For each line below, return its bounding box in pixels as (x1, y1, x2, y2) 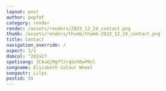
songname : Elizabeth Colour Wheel (6, 64, 94, 71)
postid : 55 (6, 75, 34, 81)
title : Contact (6, 37, 45, 43)
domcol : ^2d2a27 (6, 53, 47, 59)
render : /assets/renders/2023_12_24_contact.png (6, 25, 131, 32)
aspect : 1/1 (6, 48, 36, 54)
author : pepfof (6, 14, 45, 20)
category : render (6, 20, 50, 26)
